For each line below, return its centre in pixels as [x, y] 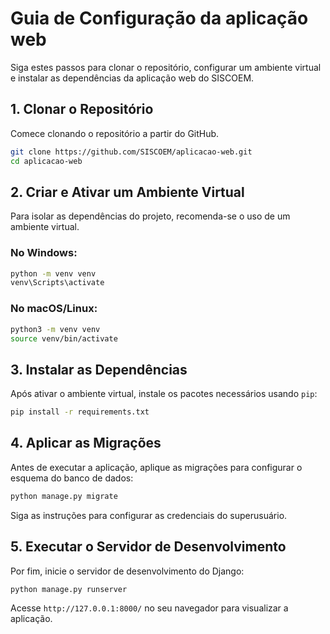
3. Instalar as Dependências [99, 369]
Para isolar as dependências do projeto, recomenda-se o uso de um [150, 216]
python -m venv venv [53, 273]
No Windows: [44, 253]
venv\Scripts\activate [57, 283]
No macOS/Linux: [54, 309]
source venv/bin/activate [64, 338]
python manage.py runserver [69, 589]
